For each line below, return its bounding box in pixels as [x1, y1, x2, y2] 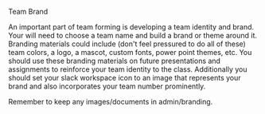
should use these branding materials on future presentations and [8, 56, 221, 65]
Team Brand [8, 7, 49, 16]
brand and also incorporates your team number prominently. [8, 81, 206, 91]
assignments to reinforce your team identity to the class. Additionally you [8, 65, 247, 74]
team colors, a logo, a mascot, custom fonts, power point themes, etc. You [8, 48, 252, 57]
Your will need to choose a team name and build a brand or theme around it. [8, 31, 257, 40]
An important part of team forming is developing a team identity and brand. [8, 22, 255, 31]
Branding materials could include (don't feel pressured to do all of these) [8, 39, 247, 49]
